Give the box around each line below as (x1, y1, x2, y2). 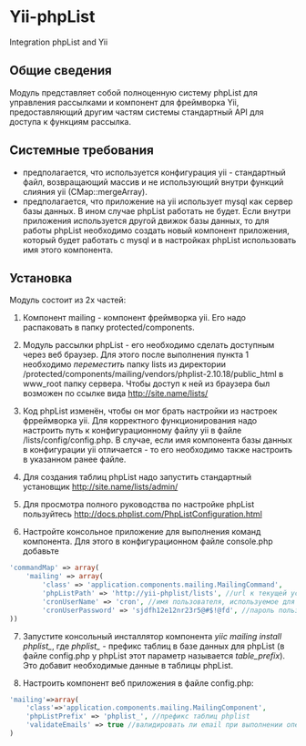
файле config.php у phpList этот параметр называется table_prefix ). (22, 649, 285, 661)
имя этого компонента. (22, 244, 114, 255)
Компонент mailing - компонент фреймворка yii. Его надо (22, 312, 246, 323)
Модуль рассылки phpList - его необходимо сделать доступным (22, 340, 275, 351)
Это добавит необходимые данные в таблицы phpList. (22, 659, 234, 670)
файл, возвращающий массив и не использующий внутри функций (22, 176, 284, 188)
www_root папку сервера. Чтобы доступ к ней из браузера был (22, 378, 270, 389)
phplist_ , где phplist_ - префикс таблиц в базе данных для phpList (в (22, 640, 285, 651)
